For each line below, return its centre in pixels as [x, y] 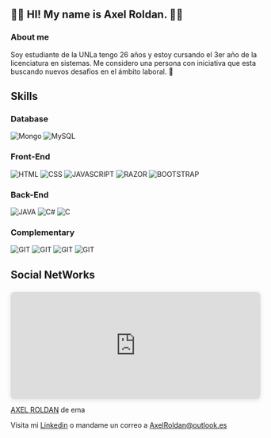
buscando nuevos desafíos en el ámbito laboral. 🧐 [92, 71]
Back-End [30, 194]
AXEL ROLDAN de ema [48, 409]
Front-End [31, 157]
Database [29, 119]
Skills [24, 96]
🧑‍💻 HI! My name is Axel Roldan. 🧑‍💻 [97, 15]
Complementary [43, 232]
